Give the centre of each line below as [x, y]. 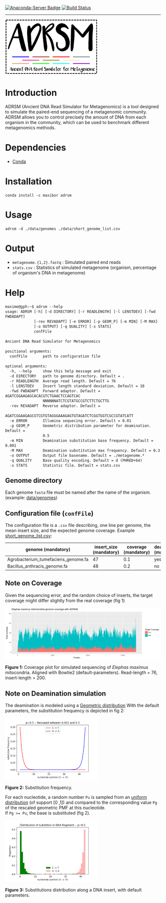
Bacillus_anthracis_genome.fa [37, 566]
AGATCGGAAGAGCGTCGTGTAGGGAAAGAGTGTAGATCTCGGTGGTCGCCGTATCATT [69, 416]
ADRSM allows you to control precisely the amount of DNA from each [76, 117]
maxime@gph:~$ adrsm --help [34, 307]
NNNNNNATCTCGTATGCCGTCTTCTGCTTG [76, 401]
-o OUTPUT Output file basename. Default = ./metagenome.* [77, 455]
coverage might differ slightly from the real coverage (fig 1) [65, 600]
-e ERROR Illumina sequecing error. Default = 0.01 [71, 421]
